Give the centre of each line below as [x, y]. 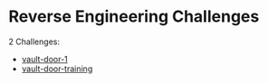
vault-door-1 [45, 59]
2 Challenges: [34, 41]
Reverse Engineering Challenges [134, 17]
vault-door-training [57, 69]
